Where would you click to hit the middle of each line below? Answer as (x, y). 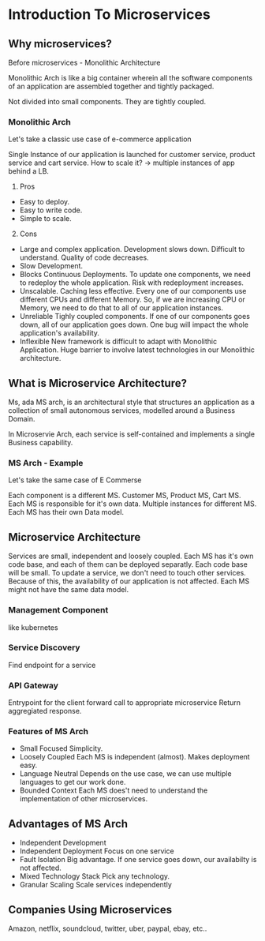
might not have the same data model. (69, 590)
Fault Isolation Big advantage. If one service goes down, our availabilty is (138, 860)
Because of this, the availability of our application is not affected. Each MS (129, 581)
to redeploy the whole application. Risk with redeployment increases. (132, 283)
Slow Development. (51, 266)
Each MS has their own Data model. (66, 512)
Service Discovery (44, 647)
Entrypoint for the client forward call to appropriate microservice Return (125, 703)
